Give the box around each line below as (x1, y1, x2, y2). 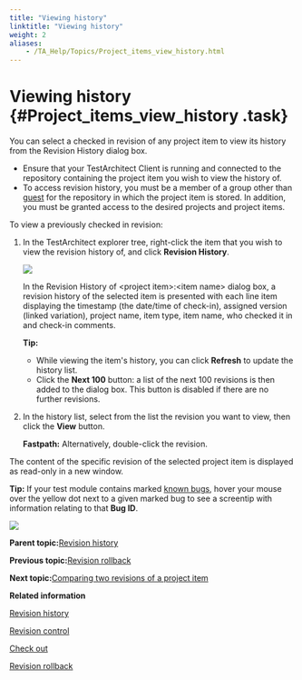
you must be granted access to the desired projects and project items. (22, 202, 286, 213)
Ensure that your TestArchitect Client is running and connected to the (22, 163, 282, 174)
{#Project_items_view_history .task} (9, 105, 288, 126)
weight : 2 (9, 30, 47, 39)
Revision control (9, 625, 70, 636)
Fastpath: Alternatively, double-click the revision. (22, 438, 209, 450)
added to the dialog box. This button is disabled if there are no (35, 384, 269, 395)
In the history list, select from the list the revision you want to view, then (22, 411, 291, 423)
